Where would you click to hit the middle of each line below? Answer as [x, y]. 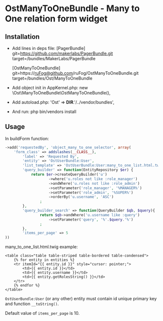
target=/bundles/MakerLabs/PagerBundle [54, 58]
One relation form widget [56, 19]
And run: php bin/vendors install [44, 112]
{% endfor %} [27, 286]
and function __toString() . [32, 304]
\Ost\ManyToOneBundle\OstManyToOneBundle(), [61, 93]
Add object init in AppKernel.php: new [50, 88]
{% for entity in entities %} [44, 260]
